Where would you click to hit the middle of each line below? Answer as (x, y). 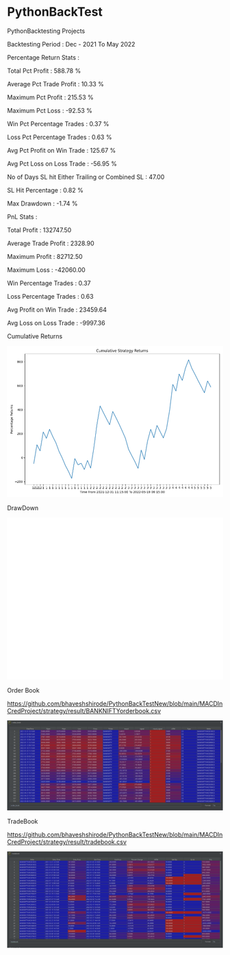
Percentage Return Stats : (43, 57)
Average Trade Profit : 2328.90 (51, 243)
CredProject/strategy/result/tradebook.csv (67, 842)
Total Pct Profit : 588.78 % (44, 71)
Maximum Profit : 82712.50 (45, 256)
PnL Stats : (22, 216)
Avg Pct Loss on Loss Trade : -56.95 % (62, 163)
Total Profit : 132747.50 (39, 230)
